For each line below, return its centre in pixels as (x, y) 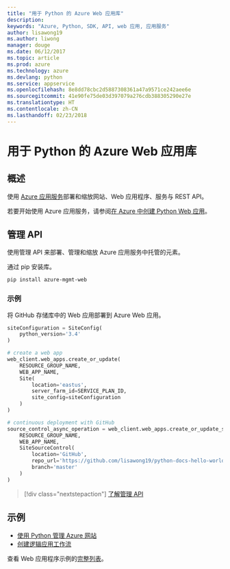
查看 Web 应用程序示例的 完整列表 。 (57, 558)
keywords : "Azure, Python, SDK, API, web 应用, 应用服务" (88, 26)
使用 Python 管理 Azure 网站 (57, 535)
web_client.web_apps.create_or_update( (64, 359)
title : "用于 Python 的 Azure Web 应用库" (65, 13)
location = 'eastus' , (60, 385)
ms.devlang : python (35, 77)
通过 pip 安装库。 (31, 267)
